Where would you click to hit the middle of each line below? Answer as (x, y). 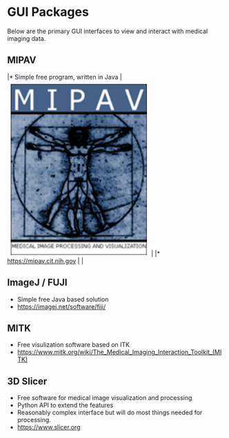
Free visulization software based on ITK (73, 345)
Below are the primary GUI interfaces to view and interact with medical (108, 31)
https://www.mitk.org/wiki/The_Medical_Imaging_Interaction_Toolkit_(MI (119, 352)
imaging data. (27, 38)
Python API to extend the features (65, 406)
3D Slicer (27, 381)
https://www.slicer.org (49, 427)
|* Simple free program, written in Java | (64, 77)
